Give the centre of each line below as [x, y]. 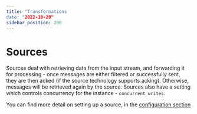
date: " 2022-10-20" [30, 17]
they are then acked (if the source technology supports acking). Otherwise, [98, 81]
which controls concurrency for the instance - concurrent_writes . [86, 93]
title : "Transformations [37, 12]
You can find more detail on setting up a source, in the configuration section [98, 105]
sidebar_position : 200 [34, 22]
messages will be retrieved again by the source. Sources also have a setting [98, 87]
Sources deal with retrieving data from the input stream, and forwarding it [95, 68]
